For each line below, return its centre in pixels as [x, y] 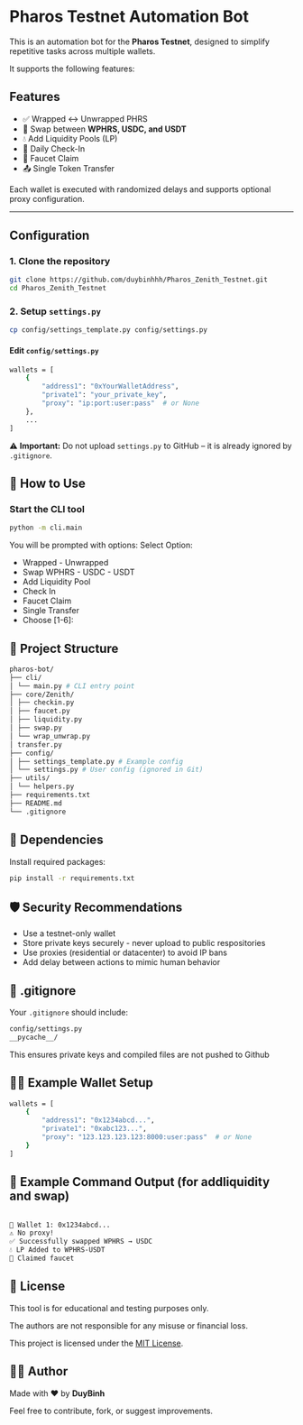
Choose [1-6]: [48, 621]
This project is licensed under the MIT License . [96, 1343]
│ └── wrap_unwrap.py [50, 736]
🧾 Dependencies [56, 840]
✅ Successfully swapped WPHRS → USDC [81, 1242]
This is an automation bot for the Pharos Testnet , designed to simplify [140, 41]
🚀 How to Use [47, 483]
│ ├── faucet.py [40, 711]
